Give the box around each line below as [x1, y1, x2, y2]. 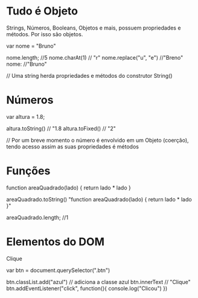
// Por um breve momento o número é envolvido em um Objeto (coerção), [6, 136, 189, 144]
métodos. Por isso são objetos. [6, 30, 83, 37]
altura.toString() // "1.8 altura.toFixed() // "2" [6, 125, 117, 132]
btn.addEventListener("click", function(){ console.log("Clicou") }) [6, 285, 168, 292]
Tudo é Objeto [6, 4, 78, 18]
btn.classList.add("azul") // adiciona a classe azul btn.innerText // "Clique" [6, 278, 191, 285]
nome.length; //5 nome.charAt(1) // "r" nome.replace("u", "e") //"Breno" [6, 54, 184, 61]
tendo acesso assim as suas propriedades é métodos [6, 143, 139, 150]
